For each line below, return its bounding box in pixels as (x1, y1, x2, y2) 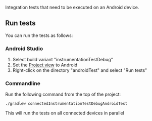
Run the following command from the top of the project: (5, 91, 121, 98)
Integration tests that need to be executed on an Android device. (5, 5, 139, 10)
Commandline (5, 80, 40, 87)
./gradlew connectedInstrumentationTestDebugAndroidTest (5, 101, 128, 106)
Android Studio (5, 45, 43, 52)
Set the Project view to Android (12, 62, 78, 68)
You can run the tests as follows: (5, 32, 73, 38)
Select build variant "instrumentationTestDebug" (12, 57, 114, 63)
